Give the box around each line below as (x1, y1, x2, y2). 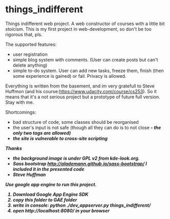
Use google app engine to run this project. (5, 181, 97, 187)
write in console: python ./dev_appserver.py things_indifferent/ (12, 202, 151, 208)
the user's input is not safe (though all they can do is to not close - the (12, 124, 161, 130)
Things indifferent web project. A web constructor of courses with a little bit (5, 20, 165, 27)
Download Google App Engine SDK (12, 191, 89, 198)
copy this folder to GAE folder (12, 196, 77, 203)
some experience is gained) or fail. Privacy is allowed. (12, 73, 126, 79)
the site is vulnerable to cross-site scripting (12, 135, 108, 141)
